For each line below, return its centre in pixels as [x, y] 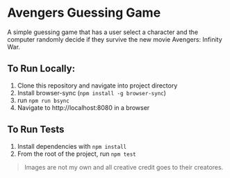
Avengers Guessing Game [84, 13]
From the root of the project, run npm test [77, 154]
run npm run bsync [43, 100]
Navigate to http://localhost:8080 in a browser [83, 107]
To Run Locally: [41, 68]
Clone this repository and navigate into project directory [97, 86]
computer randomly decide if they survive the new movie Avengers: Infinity [115, 39]
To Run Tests [36, 130]
